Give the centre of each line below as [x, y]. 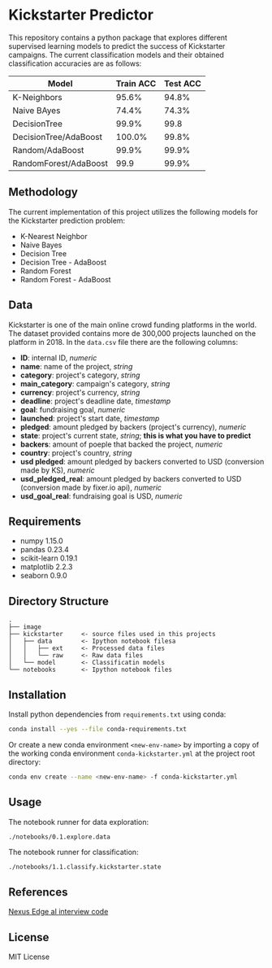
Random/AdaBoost [48, 150]
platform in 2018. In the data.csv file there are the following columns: [123, 342]
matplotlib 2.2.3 [46, 567]
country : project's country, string [76, 452]
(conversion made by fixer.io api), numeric [91, 487]
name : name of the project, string [76, 366]
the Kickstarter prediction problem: [67, 220]
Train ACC [136, 83]
